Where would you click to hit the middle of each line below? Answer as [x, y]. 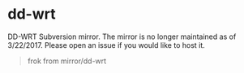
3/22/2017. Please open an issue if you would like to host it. [107, 45]
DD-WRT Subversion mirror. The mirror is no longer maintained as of [122, 36]
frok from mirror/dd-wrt [67, 61]
